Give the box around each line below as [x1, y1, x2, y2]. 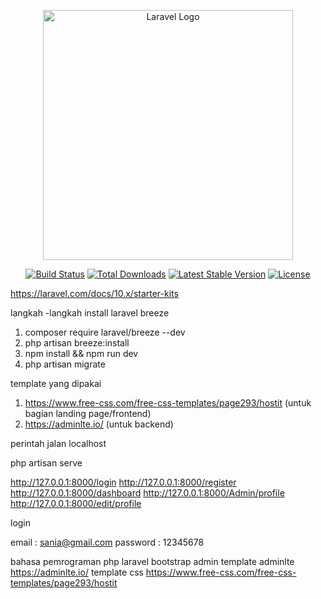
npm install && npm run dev [24, 348, 139, 359]
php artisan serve [10, 457, 83, 469]
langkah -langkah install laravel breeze [10, 307, 170, 319]
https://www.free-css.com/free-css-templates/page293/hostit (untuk [24, 397, 312, 409]
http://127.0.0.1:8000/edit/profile [10, 498, 142, 509]
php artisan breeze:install [24, 337, 130, 349]
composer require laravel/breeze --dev [24, 326, 186, 338]
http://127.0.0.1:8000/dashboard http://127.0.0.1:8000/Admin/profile [10, 487, 285, 499]
